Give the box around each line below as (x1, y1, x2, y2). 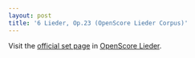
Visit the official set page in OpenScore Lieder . (8, 41, 162, 50)
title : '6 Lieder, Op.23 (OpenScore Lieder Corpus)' (8, 19, 189, 27)
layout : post (8, 11, 52, 20)
